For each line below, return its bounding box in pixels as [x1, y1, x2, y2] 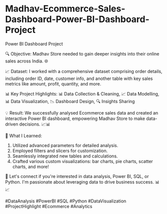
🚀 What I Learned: [5, 132, 42, 138]
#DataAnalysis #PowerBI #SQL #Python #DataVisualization [5, 198, 127, 204]
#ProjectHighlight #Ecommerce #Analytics [5, 203, 93, 209]
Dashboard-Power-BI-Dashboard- [5, 13, 150, 25]
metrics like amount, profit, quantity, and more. [5, 80, 101, 86]
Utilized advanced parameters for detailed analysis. [12, 142, 119, 148]
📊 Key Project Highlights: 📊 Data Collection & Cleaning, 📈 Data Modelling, [5, 90, 160, 96]
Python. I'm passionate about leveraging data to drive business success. [5, 178, 155, 185]
